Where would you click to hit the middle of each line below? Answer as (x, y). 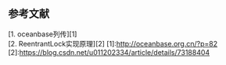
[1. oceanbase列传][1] (43, 34)
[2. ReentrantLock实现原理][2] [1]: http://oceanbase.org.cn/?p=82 (113, 43)
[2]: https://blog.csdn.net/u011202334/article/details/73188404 (109, 52)
